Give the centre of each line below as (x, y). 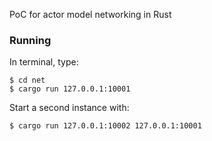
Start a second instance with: (69, 108)
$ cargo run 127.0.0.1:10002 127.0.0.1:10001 (105, 126)
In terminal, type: (44, 62)
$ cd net (27, 80)
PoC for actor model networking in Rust (90, 14)
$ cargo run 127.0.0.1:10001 (70, 89)
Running (30, 40)
